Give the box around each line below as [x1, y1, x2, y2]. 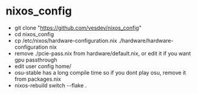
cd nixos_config [14, 30, 54, 37]
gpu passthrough [14, 56, 57, 63]
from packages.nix [14, 75, 62, 83]
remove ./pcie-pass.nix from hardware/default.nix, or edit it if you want [14, 49, 191, 57]
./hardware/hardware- [118, 37, 173, 44]
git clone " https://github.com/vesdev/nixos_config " [14, 24, 142, 31]
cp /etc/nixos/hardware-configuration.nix [14, 37, 117, 44]
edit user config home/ [14, 62, 72, 70]
